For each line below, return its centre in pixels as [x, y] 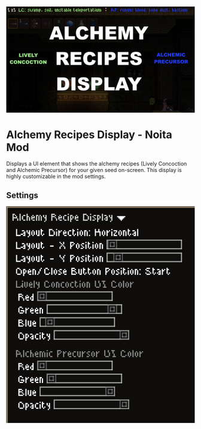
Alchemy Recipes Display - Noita [89, 134]
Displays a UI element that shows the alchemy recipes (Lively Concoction [97, 164]
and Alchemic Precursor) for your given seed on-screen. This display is [94, 170]
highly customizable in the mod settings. [56, 176]
